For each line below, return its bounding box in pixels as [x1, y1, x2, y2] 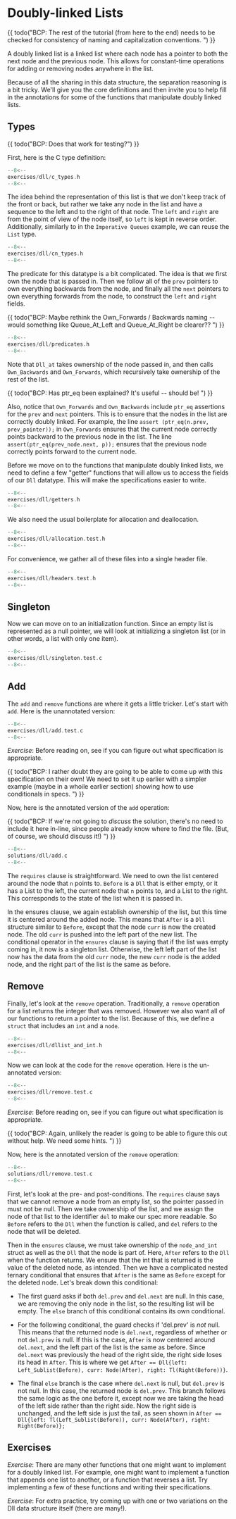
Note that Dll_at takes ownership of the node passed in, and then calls [7, 360, 213, 368]
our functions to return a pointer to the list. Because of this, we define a [7, 1014, 215, 1023]
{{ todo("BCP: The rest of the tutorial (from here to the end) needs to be [7, 28, 216, 37]
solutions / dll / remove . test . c [7, 1170, 93, 1177]
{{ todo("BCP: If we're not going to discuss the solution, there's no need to [7, 817, 223, 825]
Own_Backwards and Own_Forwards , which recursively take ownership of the [7, 368, 221, 376]
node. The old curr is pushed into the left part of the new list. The [7, 930, 197, 938]
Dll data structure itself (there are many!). [7, 1504, 127, 1512]
